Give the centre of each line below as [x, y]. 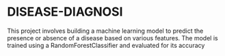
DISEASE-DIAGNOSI [65, 12]
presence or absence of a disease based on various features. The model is [112, 38]
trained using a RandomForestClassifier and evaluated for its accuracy [106, 45]
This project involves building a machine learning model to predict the [105, 31]
